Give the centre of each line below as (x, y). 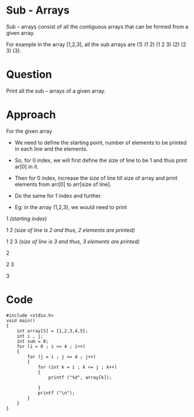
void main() (21, 320)
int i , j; (30, 336)
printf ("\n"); (56, 393)
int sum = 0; (33, 341)
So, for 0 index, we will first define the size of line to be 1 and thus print (101, 160)
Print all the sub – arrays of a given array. (56, 91)
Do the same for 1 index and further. (58, 196)
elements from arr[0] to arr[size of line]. (63, 184)
